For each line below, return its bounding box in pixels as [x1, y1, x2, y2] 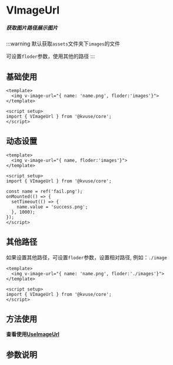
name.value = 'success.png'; [16, 204, 88, 210]
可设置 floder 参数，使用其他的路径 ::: [6, 53, 95, 60]
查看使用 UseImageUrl [6, 331, 60, 338]
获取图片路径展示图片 [6, 24, 58, 31]
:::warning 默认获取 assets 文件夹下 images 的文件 [6, 40, 121, 47]
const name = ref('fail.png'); [6, 188, 83, 194]
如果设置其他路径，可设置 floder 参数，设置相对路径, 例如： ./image [6, 253, 168, 260]
